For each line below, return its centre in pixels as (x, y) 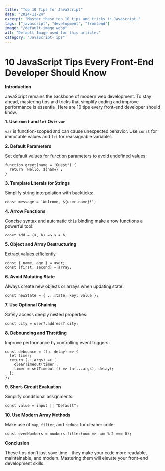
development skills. (25, 463)
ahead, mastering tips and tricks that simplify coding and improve (72, 101)
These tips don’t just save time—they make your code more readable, (76, 452)
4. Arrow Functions (25, 211)
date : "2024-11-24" (25, 14)
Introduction (18, 86)
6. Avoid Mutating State (30, 276)
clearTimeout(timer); (36, 364)
